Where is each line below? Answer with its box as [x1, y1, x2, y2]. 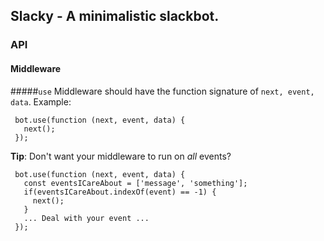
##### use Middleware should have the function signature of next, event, [10, 85, 315, 97]
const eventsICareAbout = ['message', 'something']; [23, 178, 248, 188]
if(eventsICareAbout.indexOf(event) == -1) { [23, 187, 217, 197]
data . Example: [10, 95, 72, 108]
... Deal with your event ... [23, 213, 150, 223]
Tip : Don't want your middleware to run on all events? [10, 150, 232, 162]
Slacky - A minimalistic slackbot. [10, 8, 220, 25]
